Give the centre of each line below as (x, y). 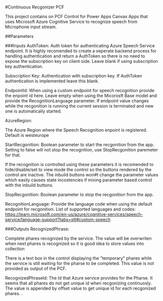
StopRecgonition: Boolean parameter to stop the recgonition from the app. (79, 195)
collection (15, 249)
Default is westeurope (27, 135)
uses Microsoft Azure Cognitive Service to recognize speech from (71, 22)
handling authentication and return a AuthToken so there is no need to (75, 56)
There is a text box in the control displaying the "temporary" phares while (78, 258)
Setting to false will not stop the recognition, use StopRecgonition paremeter (81, 150)
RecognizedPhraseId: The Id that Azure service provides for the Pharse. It (79, 278)
